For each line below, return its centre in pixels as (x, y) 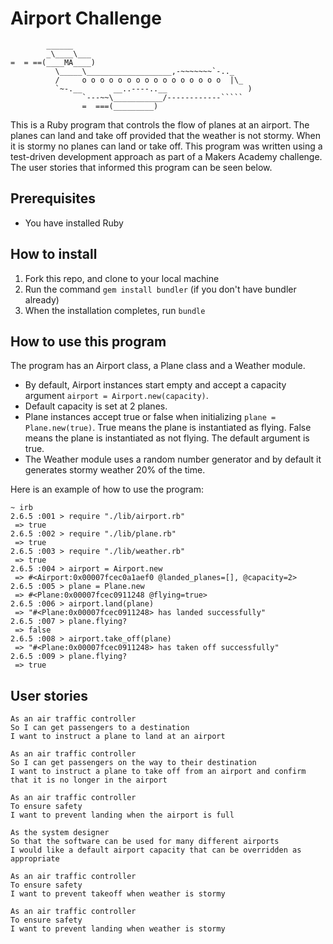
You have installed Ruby (74, 223)
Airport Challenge (86, 18)
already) (42, 299)
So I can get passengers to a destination (100, 728)
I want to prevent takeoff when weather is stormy (118, 894)
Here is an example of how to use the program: (107, 489)
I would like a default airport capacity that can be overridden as (156, 850)
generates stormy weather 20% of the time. (115, 470)
